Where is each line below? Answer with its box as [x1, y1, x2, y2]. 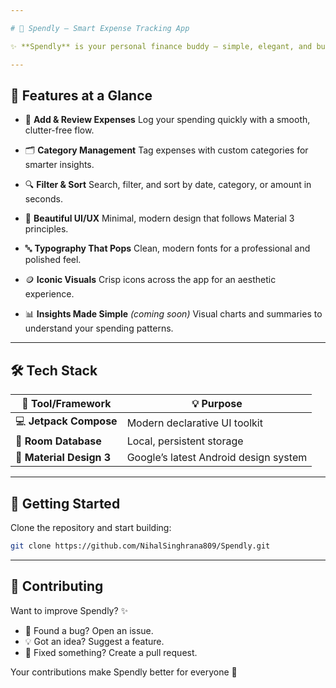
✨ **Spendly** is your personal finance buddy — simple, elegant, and [10, 41, 313, 51]
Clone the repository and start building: [10, 521, 172, 533]
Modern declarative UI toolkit [126, 416, 263, 430]
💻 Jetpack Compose [15, 414, 118, 428]
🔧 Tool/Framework [21, 397, 112, 411]
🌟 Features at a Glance [10, 87, 153, 104]
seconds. [24, 193, 64, 205]
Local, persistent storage [126, 434, 244, 448]
